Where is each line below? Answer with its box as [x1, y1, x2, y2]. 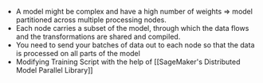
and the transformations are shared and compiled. [15, 32, 181, 41]
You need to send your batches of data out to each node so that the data [15, 40, 255, 50]
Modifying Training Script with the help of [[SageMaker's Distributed [15, 57, 241, 66]
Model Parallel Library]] [15, 66, 93, 74]
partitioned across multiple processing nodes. [15, 15, 167, 25]
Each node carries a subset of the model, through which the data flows [15, 24, 249, 32]
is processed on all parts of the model [15, 49, 141, 58]
